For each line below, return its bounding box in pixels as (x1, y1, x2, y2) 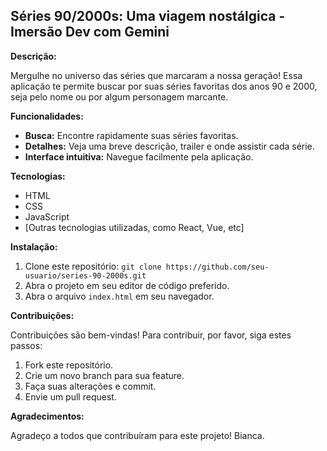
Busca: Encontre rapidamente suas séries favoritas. (24, 129, 239, 141)
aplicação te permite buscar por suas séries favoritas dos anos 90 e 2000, (10, 80, 318, 92)
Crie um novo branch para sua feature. (24, 369, 185, 381)
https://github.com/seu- (165, 262, 270, 272)
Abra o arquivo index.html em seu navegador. (24, 290, 215, 302)
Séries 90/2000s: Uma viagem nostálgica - (10, 8, 286, 25)
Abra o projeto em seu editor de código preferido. (24, 279, 230, 291)
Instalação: (10, 240, 58, 253)
